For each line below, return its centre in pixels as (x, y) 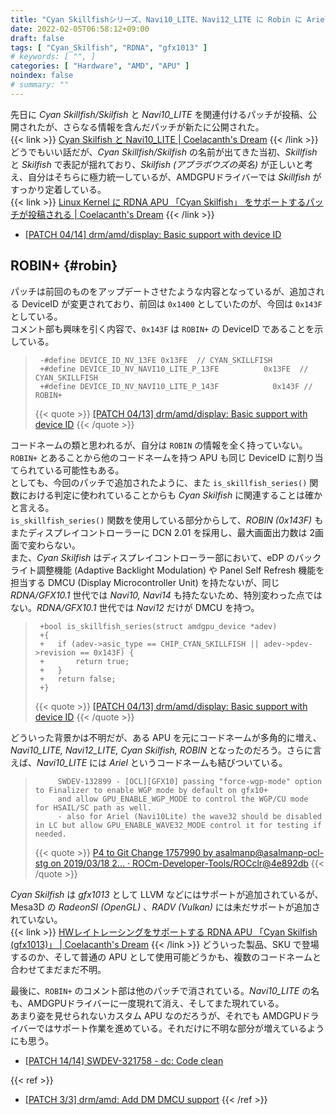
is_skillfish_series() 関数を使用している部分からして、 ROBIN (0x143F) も (167, 520)
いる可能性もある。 (84, 470)
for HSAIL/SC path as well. (93, 807)
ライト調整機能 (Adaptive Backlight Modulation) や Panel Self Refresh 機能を (167, 570)
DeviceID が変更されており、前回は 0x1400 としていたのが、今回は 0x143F (172, 303)
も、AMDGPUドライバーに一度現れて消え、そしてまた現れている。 (147, 1003)
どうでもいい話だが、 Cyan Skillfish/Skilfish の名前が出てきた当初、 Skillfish (164, 152)
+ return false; (78, 679)
